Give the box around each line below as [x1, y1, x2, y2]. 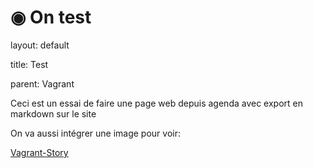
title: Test [10, 58, 49, 70]
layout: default [10, 39, 70, 51]
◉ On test [10, 6, 92, 29]
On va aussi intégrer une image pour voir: [10, 127, 182, 139]
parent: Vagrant [10, 77, 75, 90]
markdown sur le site [10, 107, 97, 120]
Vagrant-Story [10, 146, 69, 158]
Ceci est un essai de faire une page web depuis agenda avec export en [10, 97, 304, 109]
